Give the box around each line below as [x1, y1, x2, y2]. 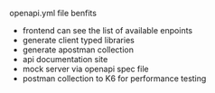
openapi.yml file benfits [9, 8, 98, 18]
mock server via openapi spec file [22, 63, 149, 74]
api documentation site [22, 54, 108, 64]
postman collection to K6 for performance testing [22, 73, 207, 84]
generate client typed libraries [22, 35, 136, 45]
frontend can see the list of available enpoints [22, 25, 193, 35]
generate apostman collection [22, 44, 134, 55]
